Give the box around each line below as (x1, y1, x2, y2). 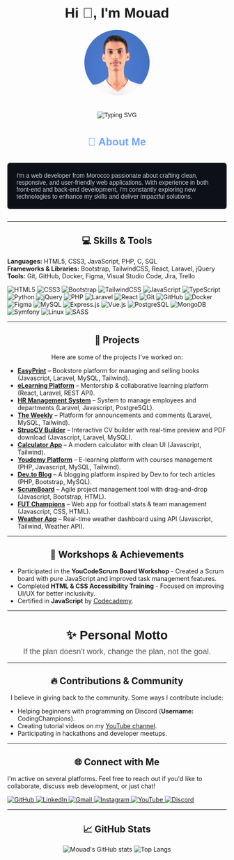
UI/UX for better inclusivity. (17, 589, 95, 598)
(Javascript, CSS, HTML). (17, 507, 91, 515)
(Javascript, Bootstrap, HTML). (17, 492, 107, 501)
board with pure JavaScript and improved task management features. (17, 575, 217, 583)
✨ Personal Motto (65, 628, 169, 642)
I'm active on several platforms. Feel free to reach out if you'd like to (7, 775, 203, 783)
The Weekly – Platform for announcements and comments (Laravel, (17, 411, 212, 419)
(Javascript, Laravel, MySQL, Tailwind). (17, 374, 130, 382)
